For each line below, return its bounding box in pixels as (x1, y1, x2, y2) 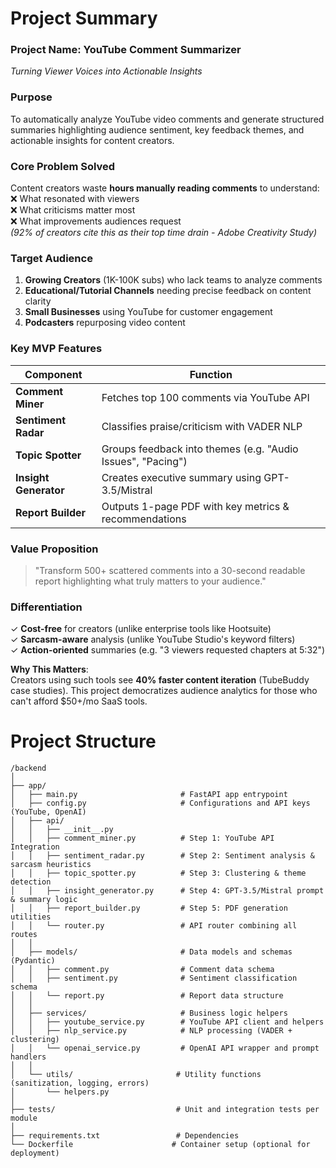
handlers (10, 1052, 47, 1062)
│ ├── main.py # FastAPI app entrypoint (10, 790, 288, 800)
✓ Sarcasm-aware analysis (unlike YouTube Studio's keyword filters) (10, 633, 296, 646)
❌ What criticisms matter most (10, 204, 136, 216)
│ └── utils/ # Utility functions (10, 1070, 262, 1080)
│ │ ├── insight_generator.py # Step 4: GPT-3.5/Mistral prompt (10, 886, 325, 896)
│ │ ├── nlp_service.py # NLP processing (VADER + (10, 1026, 293, 1036)
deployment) (10, 1148, 60, 1159)
